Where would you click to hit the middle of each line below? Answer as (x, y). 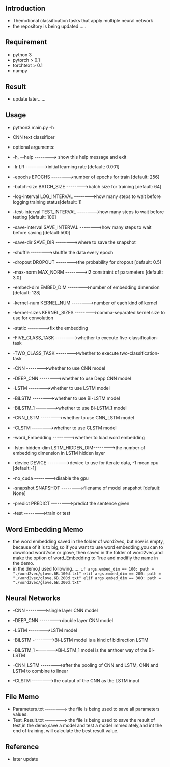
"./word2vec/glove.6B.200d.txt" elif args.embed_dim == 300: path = (87, 578)
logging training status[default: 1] (47, 202)
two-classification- (139, 353)
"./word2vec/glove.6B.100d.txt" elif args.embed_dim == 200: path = (87, 574)
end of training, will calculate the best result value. (65, 731)
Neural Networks (33, 598)
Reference (22, 747)
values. (20, 714)
